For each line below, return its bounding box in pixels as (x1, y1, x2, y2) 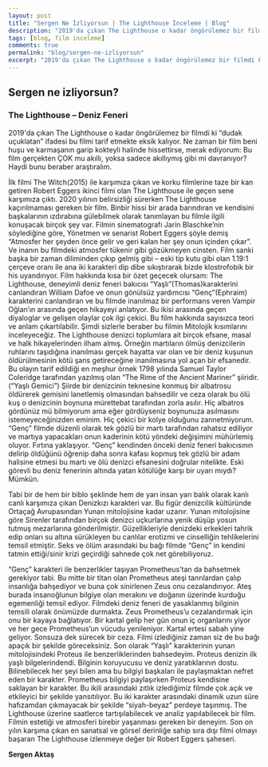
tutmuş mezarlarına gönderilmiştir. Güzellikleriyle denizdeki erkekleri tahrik (8, 524, 254, 533)
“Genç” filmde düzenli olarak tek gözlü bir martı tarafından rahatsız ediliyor (8, 423, 254, 433)
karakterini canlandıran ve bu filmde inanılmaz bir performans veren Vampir (8, 296, 256, 306)
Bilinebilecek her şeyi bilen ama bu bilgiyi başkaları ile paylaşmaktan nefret (8, 666, 254, 675)
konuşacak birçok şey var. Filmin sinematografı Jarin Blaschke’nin (8, 219, 225, 229)
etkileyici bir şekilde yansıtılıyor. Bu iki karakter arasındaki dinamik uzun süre (8, 691, 259, 701)
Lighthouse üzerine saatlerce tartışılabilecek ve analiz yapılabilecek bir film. (8, 708, 256, 718)
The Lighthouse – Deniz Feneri (8, 109, 128, 121)
